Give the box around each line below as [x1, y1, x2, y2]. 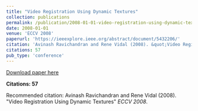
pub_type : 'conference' [6, 53, 65, 58]
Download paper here [6, 68, 59, 76]
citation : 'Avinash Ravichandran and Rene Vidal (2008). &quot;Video [6, 42, 181, 48]
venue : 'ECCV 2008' [6, 31, 54, 37]
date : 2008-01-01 [6, 25, 49, 31]
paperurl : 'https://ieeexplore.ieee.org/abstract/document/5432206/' [6, 36, 181, 42]
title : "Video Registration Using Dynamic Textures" [6, 8, 138, 15]
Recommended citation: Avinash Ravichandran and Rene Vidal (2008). [6, 92, 177, 99]
